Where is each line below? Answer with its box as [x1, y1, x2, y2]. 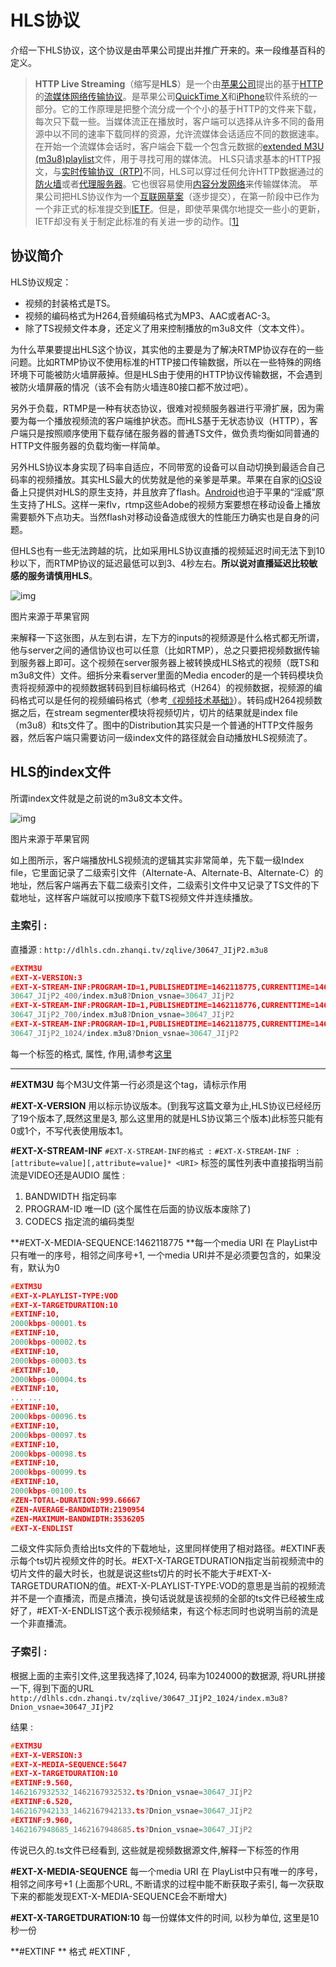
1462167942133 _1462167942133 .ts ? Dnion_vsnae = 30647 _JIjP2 [10, 1806, 253, 1816]
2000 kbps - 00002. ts [10, 1337, 87, 1348]
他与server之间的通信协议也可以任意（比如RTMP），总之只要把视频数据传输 [10, 644, 320, 656]
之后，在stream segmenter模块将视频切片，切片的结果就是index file [18, 706, 298, 718]
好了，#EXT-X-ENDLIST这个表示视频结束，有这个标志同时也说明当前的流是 [10, 1605, 319, 1617]
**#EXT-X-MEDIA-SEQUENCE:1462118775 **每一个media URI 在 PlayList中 [10, 1236, 318, 1248]
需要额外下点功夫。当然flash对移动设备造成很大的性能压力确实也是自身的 [10, 511, 312, 523]
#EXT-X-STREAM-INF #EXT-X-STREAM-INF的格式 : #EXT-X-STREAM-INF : [10, 1144, 300, 1156]
